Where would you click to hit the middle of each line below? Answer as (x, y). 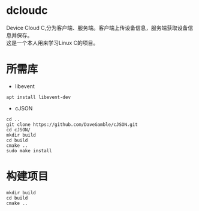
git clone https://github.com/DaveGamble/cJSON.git (72, 124)
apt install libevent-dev (38, 97)
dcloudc (27, 10)
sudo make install (29, 150)
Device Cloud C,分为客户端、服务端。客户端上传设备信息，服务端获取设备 (97, 28)
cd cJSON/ (19, 129)
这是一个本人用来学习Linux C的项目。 (52, 43)
